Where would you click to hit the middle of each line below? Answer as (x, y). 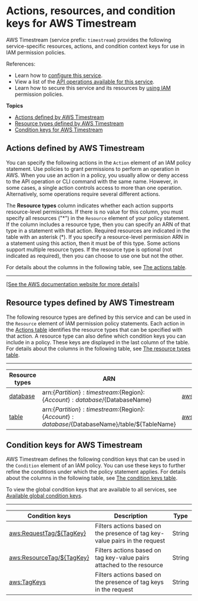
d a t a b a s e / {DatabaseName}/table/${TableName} (109, 424)
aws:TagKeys (27, 582)
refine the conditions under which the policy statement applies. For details (96, 472)
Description (131, 516)
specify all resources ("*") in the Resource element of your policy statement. (98, 218)
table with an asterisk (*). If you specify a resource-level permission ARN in (98, 237)
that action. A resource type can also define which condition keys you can (96, 336)
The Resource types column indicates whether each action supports (90, 205)
